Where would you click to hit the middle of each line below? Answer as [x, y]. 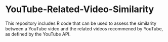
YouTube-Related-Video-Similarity [80, 9]
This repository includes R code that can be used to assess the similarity [81, 23]
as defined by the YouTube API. [38, 34]
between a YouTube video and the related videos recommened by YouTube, [84, 28]
